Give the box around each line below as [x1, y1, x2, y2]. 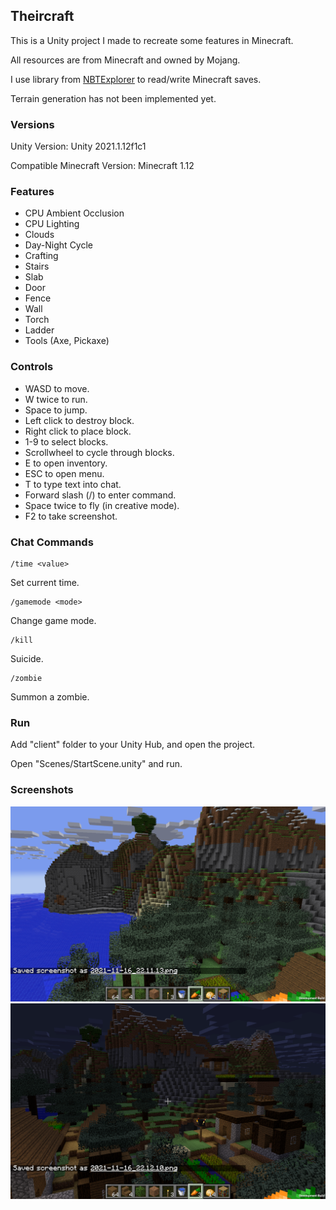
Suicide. [10, 653, 44, 664]
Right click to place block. [24, 425, 132, 437]
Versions [10, 117, 55, 131]
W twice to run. [24, 393, 88, 405]
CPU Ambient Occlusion [24, 207, 125, 219]
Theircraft [10, 8, 75, 25]
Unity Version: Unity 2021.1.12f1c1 [10, 140, 147, 153]
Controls [10, 360, 54, 374]
